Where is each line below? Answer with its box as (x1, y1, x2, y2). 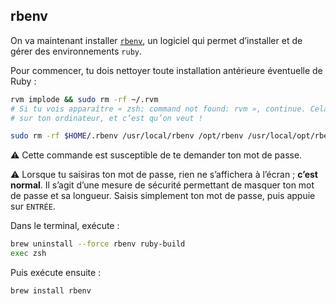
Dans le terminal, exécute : (10, 220, 120, 232)
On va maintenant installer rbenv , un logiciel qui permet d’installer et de (10, 34, 303, 46)
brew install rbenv (10, 286, 92, 296)
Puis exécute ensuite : (10, 267, 102, 279)
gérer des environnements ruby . (10, 45, 142, 57)
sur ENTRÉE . (10, 200, 56, 213)
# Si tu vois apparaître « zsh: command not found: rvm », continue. (10, 104, 307, 114)
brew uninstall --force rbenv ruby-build (10, 239, 186, 249)
